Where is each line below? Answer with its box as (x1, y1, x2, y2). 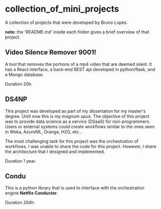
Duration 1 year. (5, 158, 36, 164)
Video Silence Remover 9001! (5, 48, 96, 57)
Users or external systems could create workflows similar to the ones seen (5, 123, 155, 130)
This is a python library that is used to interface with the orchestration (5, 185, 145, 191)
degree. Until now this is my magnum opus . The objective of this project (5, 113, 150, 119)
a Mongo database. (5, 72, 44, 77)
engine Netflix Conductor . (5, 190, 58, 196)
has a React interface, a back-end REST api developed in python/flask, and (5, 66, 156, 72)
